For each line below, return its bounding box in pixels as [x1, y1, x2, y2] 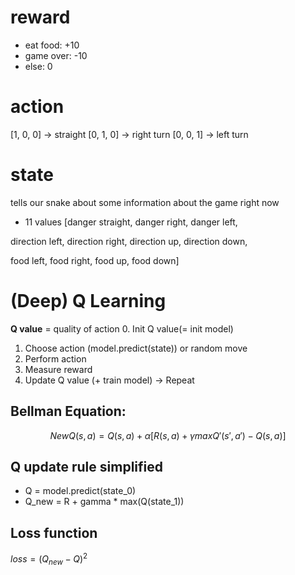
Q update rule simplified [10, 458, 164, 475]
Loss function [10, 524, 98, 541]
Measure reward [24, 363, 93, 375]
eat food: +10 [24, 39, 80, 51]
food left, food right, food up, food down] [10, 254, 180, 266]
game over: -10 [24, 49, 88, 61]
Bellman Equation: [10, 403, 127, 420]
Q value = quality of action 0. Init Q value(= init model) [10, 322, 234, 335]
